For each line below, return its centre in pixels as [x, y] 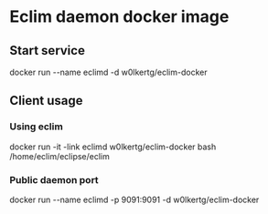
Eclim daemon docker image [119, 17]
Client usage [46, 101]
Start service [47, 51]
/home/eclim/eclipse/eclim [59, 156]
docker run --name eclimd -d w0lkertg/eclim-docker [108, 72]
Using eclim [37, 127]
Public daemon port [54, 179]
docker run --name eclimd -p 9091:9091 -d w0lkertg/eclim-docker [134, 199]
